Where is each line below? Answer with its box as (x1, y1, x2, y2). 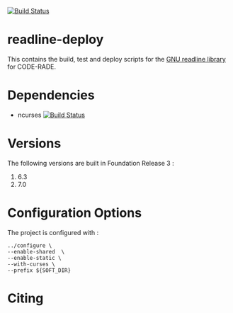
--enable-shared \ (7, 248, 65, 255)
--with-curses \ (7, 261, 55, 268)
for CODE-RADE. (7, 62, 57, 71)
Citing (7, 290, 44, 306)
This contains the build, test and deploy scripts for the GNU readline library (7, 55, 227, 63)
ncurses (17, 110, 42, 119)
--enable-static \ (7, 254, 62, 261)
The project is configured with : (7, 228, 99, 237)
